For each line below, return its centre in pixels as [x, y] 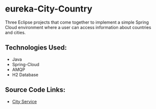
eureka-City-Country [49, 9]
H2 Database [25, 75]
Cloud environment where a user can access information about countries [78, 27]
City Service [25, 101]
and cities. [15, 32]
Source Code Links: [35, 90]
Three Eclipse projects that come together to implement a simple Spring [77, 22]
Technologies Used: [36, 48]
